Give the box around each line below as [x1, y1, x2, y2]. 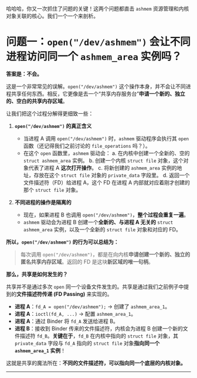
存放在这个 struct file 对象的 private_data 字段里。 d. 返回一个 [33, 171, 190, 178]
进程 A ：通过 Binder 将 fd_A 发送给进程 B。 [14, 318, 118, 325]
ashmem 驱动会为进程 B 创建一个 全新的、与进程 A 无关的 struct [23, 218, 174, 225]
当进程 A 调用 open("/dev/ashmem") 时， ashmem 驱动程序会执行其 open [23, 134, 189, 142]
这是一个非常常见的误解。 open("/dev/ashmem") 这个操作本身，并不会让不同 [6, 83, 186, 90]
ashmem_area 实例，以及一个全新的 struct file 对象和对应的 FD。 [23, 225, 182, 233]
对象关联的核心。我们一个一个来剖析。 [6, 12, 98, 19]
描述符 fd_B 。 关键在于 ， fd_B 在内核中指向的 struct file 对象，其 [19, 332, 179, 339]
